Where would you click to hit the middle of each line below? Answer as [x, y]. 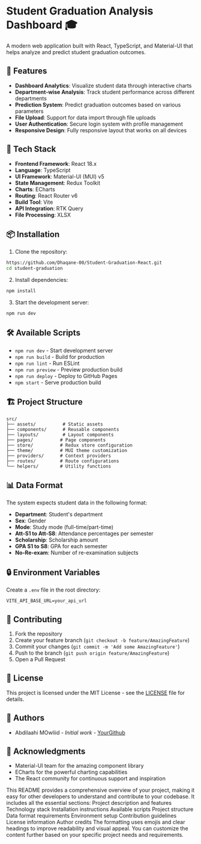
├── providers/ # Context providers [59, 456]
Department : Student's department [59, 515]
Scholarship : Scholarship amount [56, 540]
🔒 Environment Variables [53, 572]
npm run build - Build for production [60, 356]
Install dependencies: [41, 280]
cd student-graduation [34, 269]
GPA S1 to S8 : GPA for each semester [61, 546]
